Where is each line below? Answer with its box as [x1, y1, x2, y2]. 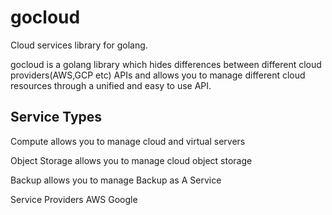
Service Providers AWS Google [10, 193, 138, 205]
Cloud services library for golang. [10, 39, 148, 51]
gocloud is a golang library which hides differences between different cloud [10, 58, 322, 70]
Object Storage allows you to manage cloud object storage [10, 154, 253, 166]
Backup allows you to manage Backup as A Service [10, 174, 222, 186]
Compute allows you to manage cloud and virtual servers [10, 135, 246, 147]
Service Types [10, 109, 103, 126]
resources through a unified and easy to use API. [10, 79, 212, 91]
